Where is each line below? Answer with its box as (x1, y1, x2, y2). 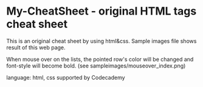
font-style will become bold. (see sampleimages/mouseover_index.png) (6, 62, 186, 69)
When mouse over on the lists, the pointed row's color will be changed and (6, 55, 194, 63)
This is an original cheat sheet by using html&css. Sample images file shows (6, 37, 197, 44)
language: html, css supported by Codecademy (6, 74, 126, 81)
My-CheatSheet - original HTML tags (6, 4, 197, 18)
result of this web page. (6, 44, 66, 51)
